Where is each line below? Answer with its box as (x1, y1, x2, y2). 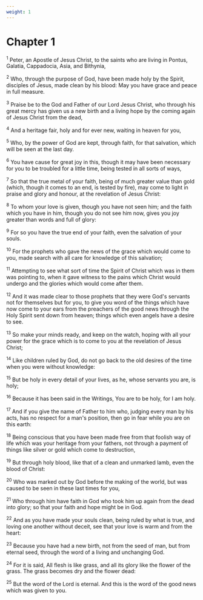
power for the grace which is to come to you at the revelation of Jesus (6, 337, 182, 345)
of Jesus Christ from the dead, (6, 113, 83, 121)
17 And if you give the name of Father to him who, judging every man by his (6, 407, 194, 415)
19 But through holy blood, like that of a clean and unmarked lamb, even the (6, 458, 194, 466)
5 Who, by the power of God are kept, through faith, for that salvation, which (6, 138, 196, 146)
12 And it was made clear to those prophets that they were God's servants (6, 291, 190, 300)
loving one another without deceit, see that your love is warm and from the (6, 523, 193, 530)
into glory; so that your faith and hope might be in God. (6, 504, 144, 511)
